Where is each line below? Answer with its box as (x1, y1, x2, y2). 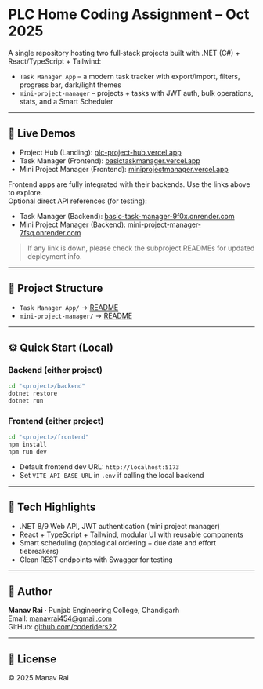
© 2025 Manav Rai (8, 673, 69, 683)
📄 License (8, 652, 57, 665)
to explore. (8, 188, 43, 197)
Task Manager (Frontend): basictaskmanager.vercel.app (19, 155, 201, 166)
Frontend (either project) (8, 415, 104, 426)
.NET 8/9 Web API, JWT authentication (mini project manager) (19, 521, 221, 530)
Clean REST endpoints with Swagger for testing (19, 555, 174, 564)
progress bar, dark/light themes (19, 80, 121, 89)
